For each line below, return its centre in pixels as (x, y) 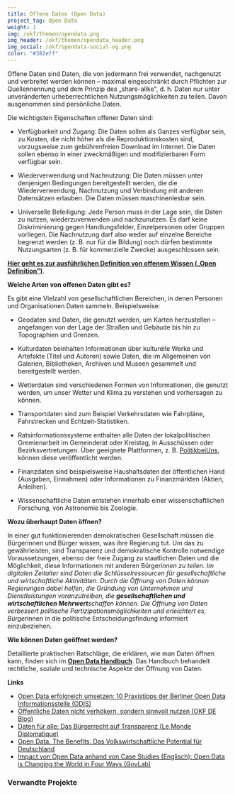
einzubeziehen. (30, 626)
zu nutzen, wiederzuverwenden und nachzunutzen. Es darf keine (113, 219)
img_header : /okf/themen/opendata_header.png (75, 40)
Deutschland (36, 749)
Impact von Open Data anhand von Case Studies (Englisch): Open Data (121, 756)
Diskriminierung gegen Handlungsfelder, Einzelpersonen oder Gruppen (121, 227)
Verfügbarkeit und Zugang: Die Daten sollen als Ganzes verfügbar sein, (122, 131)
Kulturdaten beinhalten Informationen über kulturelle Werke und (110, 348)
